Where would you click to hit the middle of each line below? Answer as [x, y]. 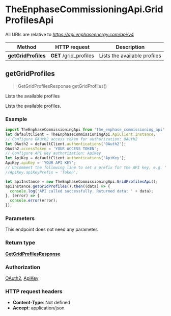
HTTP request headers [34, 291]
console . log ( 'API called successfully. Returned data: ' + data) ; [82, 191]
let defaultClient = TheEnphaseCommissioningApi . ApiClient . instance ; [81, 134]
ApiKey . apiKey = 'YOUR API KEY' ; [41, 163]
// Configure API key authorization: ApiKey [53, 153]
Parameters [20, 218]
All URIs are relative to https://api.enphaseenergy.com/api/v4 [69, 34]
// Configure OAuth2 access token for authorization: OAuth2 [72, 139]
